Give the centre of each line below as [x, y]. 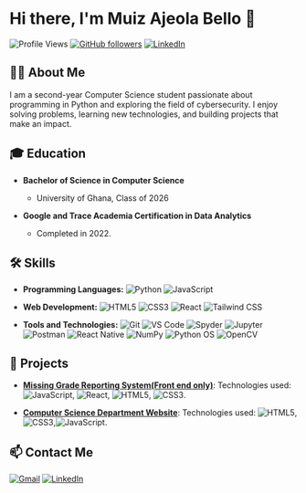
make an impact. [41, 123]
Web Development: [60, 307]
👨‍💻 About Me [47, 73]
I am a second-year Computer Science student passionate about [131, 94]
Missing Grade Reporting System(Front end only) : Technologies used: [157, 385]
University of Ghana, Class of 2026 [102, 198]
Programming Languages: [73, 289]
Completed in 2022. [74, 233]
